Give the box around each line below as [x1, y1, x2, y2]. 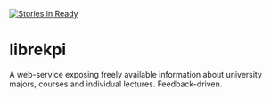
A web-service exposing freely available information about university [9, 69, 263, 79]
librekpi [9, 40, 67, 60]
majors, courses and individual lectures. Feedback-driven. [9, 78, 223, 89]
